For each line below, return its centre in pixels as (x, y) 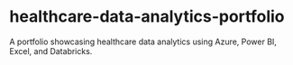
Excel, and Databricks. (51, 51)
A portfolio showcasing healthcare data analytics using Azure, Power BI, (143, 42)
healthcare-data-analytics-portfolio (147, 17)
